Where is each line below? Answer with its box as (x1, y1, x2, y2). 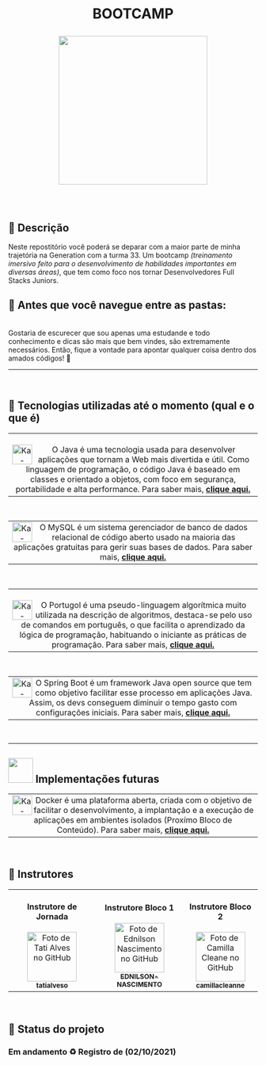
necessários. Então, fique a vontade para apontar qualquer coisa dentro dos (8, 345, 257, 354)
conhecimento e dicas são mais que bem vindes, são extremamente (8, 336, 230, 345)
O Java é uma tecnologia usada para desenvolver (51, 444, 236, 455)
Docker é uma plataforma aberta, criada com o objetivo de (35, 795, 253, 806)
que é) (8, 411, 40, 425)
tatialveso (36, 981, 69, 991)
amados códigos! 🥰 (8, 353, 71, 363)
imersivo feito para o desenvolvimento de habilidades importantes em (8, 259, 237, 268)
